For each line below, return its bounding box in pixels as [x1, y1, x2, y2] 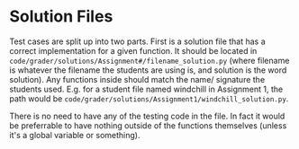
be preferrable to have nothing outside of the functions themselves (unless [9, 119, 287, 131]
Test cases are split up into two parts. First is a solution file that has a [9, 36, 266, 47]
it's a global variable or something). [9, 129, 141, 140]
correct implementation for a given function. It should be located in [9, 45, 258, 56]
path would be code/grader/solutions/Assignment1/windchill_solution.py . [9, 92, 289, 104]
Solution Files [9, 6, 113, 27]
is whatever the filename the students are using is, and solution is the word [9, 65, 287, 75]
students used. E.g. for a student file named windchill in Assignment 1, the [9, 83, 284, 94]
